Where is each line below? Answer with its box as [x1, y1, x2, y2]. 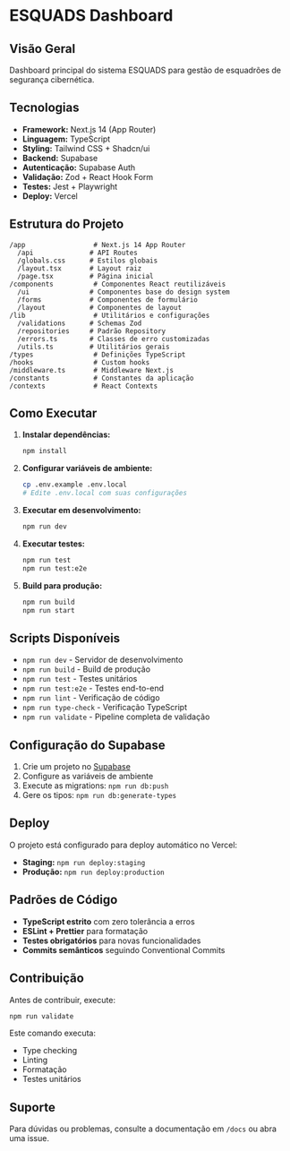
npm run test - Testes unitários [21, 674, 138, 684]
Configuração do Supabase [9, 737, 166, 752]
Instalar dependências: [21, 429, 111, 440]
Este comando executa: [9, 1027, 97, 1039]
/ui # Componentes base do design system [17, 288, 230, 296]
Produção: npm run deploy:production [21, 866, 166, 877]
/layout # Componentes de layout [17, 303, 182, 312]
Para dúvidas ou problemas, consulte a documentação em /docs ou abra [9, 1123, 277, 1134]
